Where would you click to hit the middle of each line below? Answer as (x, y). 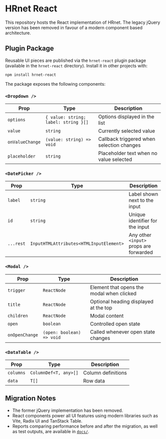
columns (17, 373)
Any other (140, 235)
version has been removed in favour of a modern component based (74, 27)
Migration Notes (30, 399)
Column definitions (105, 373)
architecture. (18, 33)
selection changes (119, 145)
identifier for (143, 221)
